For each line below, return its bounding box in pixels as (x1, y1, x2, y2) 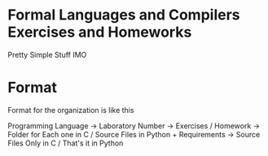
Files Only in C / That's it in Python (7, 138, 124, 148)
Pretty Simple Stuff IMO (7, 50, 87, 59)
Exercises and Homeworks (7, 23, 192, 41)
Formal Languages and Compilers (7, 6, 241, 24)
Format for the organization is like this (7, 105, 134, 115)
